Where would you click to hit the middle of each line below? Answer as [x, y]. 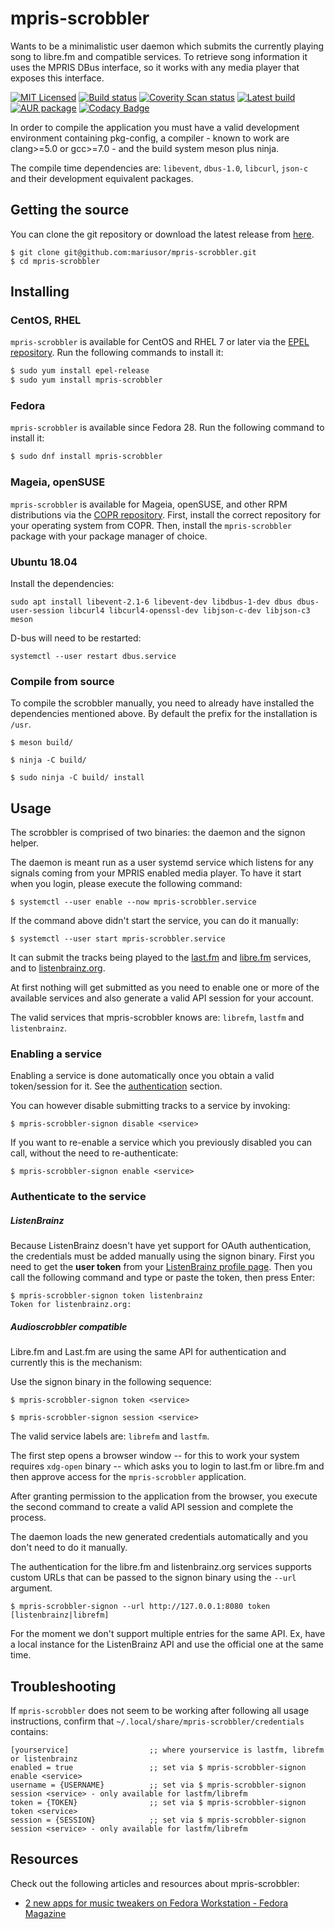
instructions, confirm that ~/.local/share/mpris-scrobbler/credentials [157, 1721]
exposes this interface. [57, 78]
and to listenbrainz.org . [58, 968]
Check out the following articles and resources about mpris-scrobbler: [155, 1883]
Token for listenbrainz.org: [71, 1305]
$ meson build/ [42, 743]
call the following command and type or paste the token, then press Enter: [162, 1278]
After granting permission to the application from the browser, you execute [164, 1496]
